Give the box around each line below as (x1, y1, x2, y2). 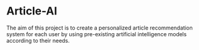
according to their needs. (6, 37, 70, 44)
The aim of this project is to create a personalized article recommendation (6, 24, 193, 31)
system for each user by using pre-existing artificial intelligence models (6, 30, 187, 37)
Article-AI (6, 4, 58, 18)
